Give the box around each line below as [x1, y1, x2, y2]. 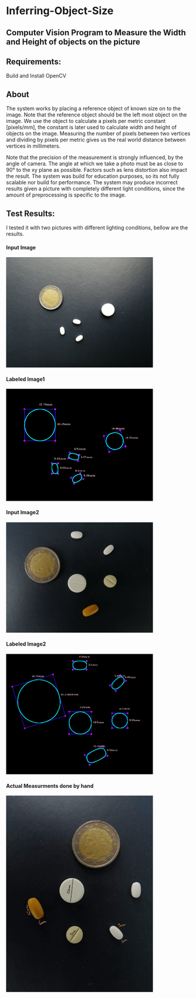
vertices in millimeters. [6, 142, 60, 149]
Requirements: [6, 56, 62, 66]
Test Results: [6, 208, 55, 218]
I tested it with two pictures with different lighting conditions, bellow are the [6, 224, 188, 231]
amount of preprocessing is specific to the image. [6, 191, 126, 198]
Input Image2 [6, 509, 39, 516]
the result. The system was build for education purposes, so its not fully [6, 172, 180, 180]
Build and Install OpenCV [6, 72, 66, 79]
